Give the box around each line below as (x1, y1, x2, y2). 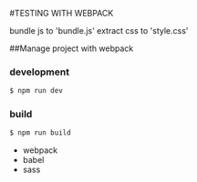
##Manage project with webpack (9, 43, 134, 54)
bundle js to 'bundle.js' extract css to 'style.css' (9, 25, 189, 35)
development (9, 66, 70, 78)
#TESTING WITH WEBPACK (9, 8, 114, 18)
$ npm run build (9, 128, 71, 137)
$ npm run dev (9, 86, 64, 96)
